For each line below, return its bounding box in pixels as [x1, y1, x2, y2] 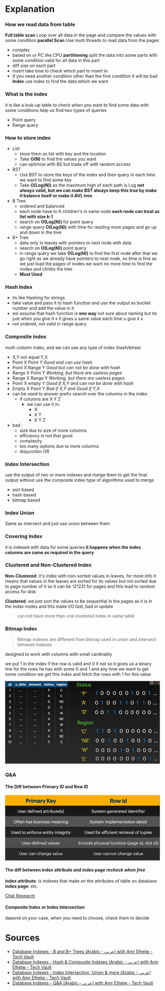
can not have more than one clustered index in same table [17, 613, 135, 619]
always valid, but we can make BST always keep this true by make [19, 187, 157, 193]
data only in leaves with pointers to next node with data [19, 240, 132, 246]
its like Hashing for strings [12, 295, 65, 301]
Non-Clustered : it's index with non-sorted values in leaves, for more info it [5, 573, 156, 579]
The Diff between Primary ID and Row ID [5, 783, 88, 789]
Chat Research [5, 893, 35, 898]
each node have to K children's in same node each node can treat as [19, 209, 160, 214]
